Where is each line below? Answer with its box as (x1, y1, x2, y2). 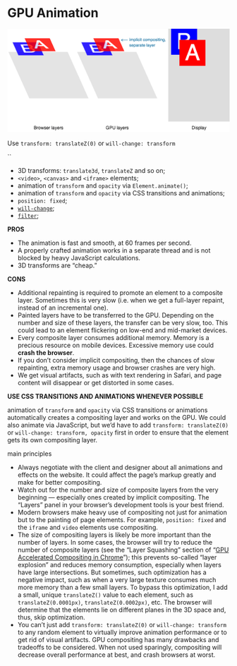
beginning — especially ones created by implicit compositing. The (17, 493, 209, 502)
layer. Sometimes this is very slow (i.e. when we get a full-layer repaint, (17, 296, 225, 305)
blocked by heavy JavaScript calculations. (17, 254, 141, 262)
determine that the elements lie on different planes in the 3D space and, (17, 605, 226, 614)
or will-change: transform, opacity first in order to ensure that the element (7, 428, 229, 437)
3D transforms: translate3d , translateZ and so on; (17, 166, 166, 175)
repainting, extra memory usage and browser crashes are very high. (17, 363, 216, 372)
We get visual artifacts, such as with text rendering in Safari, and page (17, 371, 222, 380)
